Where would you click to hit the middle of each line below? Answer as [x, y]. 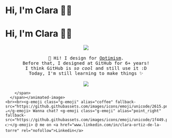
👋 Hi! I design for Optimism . [86, 58]
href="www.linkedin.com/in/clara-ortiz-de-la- [111, 125]
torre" [12, 131]
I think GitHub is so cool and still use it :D [86, 68]
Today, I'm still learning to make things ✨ [86, 74]
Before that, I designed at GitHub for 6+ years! [86, 63]
